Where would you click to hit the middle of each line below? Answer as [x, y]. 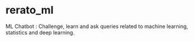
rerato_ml [30, 10]
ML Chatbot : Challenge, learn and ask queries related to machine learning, [97, 26]
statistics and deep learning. [40, 32]
